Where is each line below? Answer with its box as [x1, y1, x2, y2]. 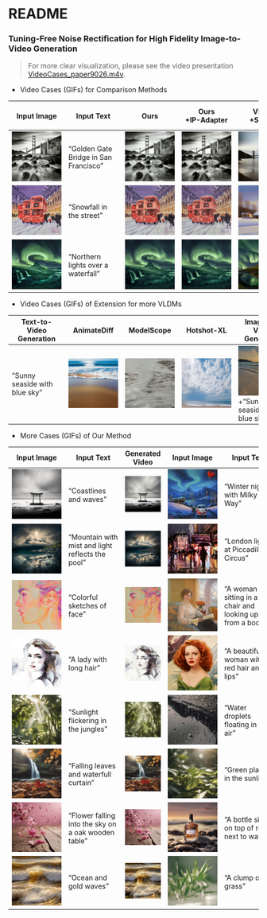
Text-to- [21, 317, 52, 326]
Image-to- [200, 33, 241, 45]
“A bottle [223, 815, 253, 824]
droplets [223, 711, 252, 721]
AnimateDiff [72, 325, 114, 335]
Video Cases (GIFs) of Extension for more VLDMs [19, 299, 182, 309]
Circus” [223, 554, 249, 563]
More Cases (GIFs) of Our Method [19, 431, 132, 441]
